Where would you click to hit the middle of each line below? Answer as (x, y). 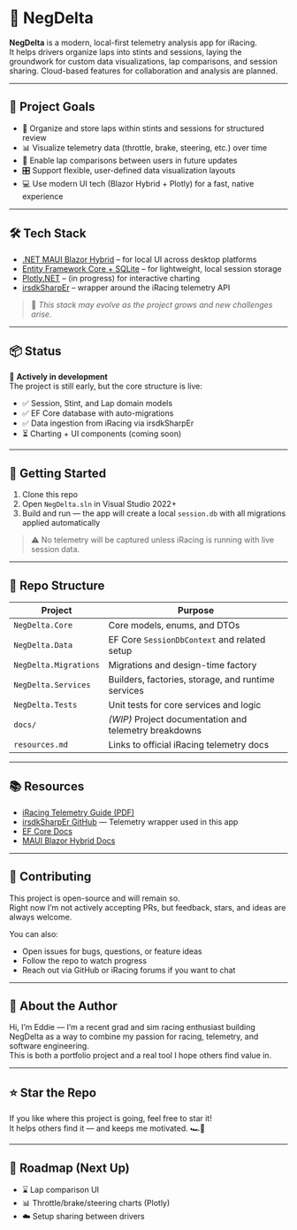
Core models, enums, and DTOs (174, 625)
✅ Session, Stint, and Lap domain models (97, 404)
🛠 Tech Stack (48, 234)
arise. (41, 314)
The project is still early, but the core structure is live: (106, 386)
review (34, 137)
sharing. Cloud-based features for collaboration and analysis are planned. (144, 71)
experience (42, 196)
